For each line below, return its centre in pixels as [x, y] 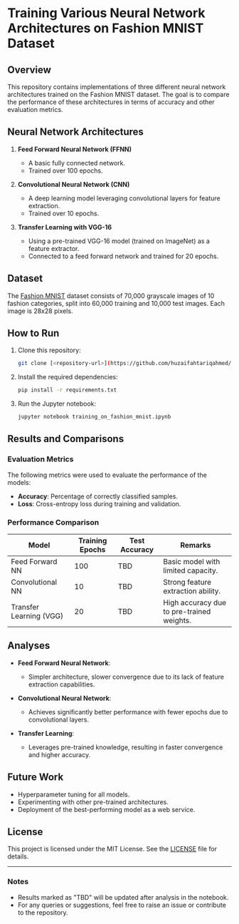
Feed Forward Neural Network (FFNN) [75, 149]
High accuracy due [195, 602]
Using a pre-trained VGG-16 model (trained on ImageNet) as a [119, 241]
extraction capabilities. [62, 684]
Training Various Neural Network [106, 13]
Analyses [29, 646]
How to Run [33, 333]
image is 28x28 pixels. [40, 311]
